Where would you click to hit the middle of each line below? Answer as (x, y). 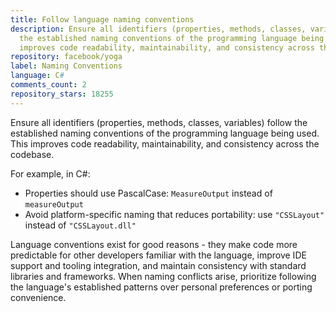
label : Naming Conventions (66, 66)
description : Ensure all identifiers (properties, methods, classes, (158, 29)
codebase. (32, 154)
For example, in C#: (50, 173)
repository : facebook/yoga (66, 57)
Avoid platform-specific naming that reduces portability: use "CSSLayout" (174, 214)
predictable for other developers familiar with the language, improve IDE (158, 255)
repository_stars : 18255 (62, 94)
